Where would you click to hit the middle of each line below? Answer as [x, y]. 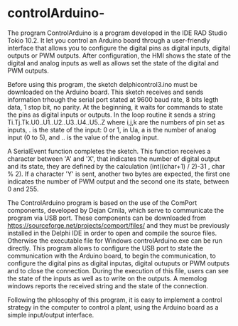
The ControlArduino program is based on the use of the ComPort [102, 203]
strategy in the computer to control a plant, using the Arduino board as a [113, 307]
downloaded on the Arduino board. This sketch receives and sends [106, 92]
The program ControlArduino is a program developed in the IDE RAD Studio [117, 33]
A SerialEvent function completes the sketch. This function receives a [109, 151]
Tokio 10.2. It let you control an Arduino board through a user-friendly [109, 40]
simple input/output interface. [51, 315]
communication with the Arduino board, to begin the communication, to [112, 256]
